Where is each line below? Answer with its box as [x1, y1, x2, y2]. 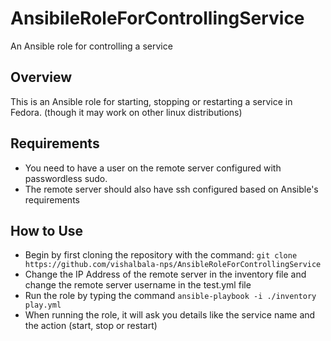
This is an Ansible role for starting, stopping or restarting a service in [10, 95, 293, 107]
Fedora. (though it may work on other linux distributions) [10, 106, 243, 118]
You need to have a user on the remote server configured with [24, 162, 282, 174]
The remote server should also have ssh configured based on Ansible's [24, 183, 319, 195]
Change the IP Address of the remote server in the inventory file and [24, 268, 307, 281]
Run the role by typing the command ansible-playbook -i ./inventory [24, 290, 317, 302]
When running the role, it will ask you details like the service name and [24, 309, 316, 321]
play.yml [24, 300, 62, 311]
